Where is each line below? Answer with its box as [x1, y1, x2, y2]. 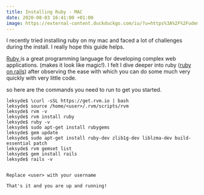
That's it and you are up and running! [6, 183, 107, 189]
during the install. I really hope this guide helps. [6, 43, 124, 50]
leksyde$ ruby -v [6, 119, 50, 125]
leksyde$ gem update [6, 130, 59, 136]
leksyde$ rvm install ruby [6, 114, 75, 120]
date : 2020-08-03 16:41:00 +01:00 [6, 15, 94, 21]
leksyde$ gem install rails [6, 151, 78, 157]
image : [6, 20, 23, 26]
